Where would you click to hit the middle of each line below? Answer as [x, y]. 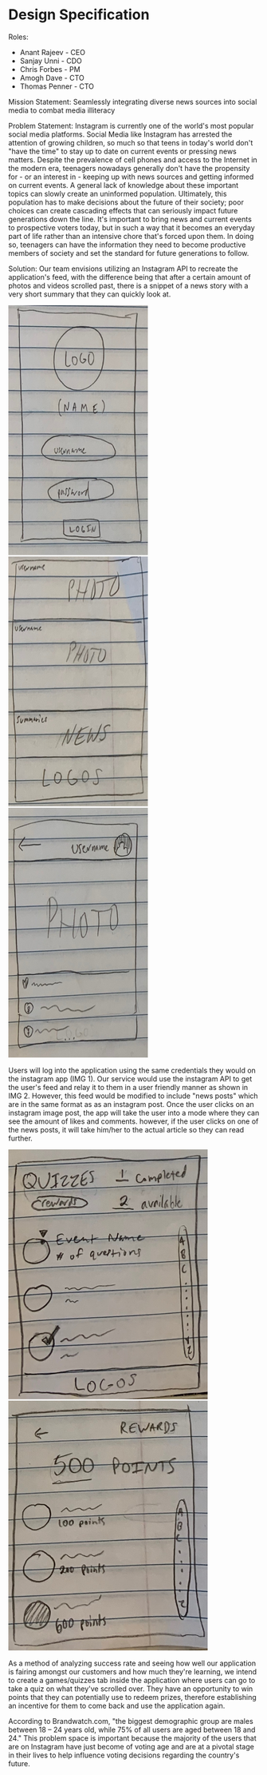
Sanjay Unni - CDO [51, 61]
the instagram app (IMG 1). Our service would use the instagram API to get [130, 1079]
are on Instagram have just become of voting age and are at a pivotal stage [132, 1746]
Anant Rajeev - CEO [53, 52]
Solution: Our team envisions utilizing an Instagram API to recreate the [123, 269]
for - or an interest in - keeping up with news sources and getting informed [131, 177]
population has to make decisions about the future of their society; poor [126, 202]
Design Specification [79, 15]
